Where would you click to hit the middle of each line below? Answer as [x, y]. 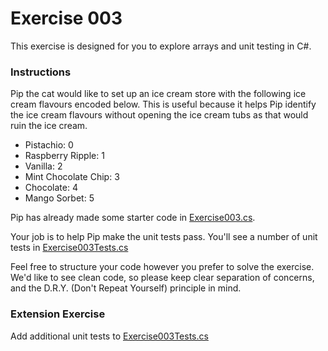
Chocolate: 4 [51, 188]
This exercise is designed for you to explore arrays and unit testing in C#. [161, 46]
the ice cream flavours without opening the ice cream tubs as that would [159, 115]
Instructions [41, 72]
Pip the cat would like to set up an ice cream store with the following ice [158, 94]
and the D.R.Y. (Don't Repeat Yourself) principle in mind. [126, 288]
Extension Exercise [58, 314]
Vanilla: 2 [43, 166]
